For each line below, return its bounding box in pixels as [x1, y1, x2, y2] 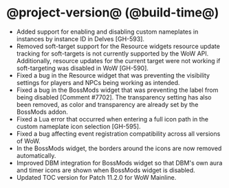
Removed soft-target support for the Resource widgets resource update [16, 42, 221, 50]
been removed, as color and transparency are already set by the [16, 100, 199, 108]
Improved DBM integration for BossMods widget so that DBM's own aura [16, 158, 223, 167]
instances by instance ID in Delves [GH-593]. [16, 34, 145, 43]
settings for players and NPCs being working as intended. [16, 78, 180, 86]
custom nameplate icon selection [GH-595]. [16, 122, 141, 130]
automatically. [16, 151, 56, 159]
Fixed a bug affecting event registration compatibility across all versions [16, 129, 221, 138]
